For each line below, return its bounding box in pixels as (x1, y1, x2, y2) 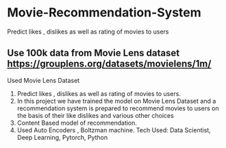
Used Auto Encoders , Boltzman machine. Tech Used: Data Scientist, (16, 125, 211, 134)
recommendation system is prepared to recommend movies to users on (16, 104, 219, 112)
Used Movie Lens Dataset (7, 76, 80, 84)
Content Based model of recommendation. (16, 119, 138, 127)
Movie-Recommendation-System (7, 5, 202, 21)
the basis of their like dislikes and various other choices (16, 111, 175, 119)
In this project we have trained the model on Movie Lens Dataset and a (16, 97, 216, 105)
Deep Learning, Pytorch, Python (16, 133, 108, 141)
